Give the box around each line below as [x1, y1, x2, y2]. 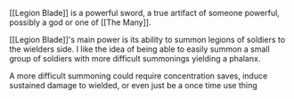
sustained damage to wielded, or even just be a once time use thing [9, 80, 258, 90]
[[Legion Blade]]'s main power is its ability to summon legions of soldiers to [9, 35, 286, 45]
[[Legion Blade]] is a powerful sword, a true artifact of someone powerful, [9, 8, 281, 18]
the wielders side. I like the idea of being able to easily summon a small [9, 44, 270, 54]
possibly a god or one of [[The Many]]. [9, 17, 151, 28]
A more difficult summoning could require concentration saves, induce [9, 70, 268, 81]
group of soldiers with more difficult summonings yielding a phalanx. [9, 54, 261, 63]
